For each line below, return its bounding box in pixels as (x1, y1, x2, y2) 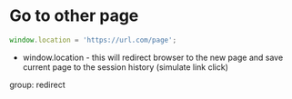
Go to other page (9, 5, 139, 26)
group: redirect (9, 79, 65, 90)
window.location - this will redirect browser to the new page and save (22, 52, 284, 63)
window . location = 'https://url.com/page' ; (9, 35, 177, 45)
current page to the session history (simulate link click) (22, 61, 229, 73)
